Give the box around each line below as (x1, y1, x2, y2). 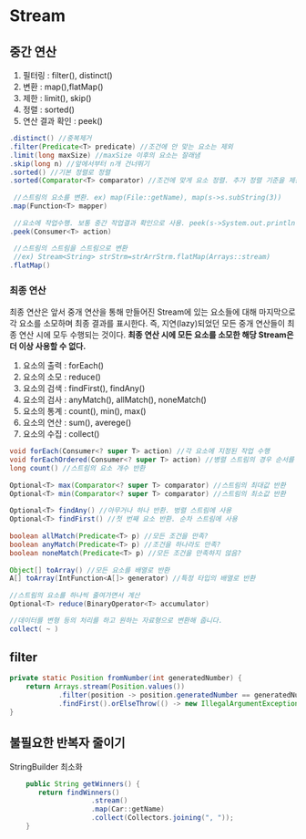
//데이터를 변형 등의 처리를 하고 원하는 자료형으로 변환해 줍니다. (9, 616, 223, 625)
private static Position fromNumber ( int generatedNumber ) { (9, 674, 243, 683)
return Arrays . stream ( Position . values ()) (25, 682, 185, 691)
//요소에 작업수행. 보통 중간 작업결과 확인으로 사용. (13, 218, 186, 228)
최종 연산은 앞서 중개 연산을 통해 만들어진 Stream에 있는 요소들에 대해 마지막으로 (9, 306, 296, 317)
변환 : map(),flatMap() (22, 81, 104, 92)
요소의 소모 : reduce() (22, 371, 102, 383)
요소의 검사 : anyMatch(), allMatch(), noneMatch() (22, 394, 207, 406)
